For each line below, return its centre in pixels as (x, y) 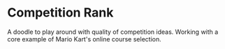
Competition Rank (60, 13)
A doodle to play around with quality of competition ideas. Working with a (113, 32)
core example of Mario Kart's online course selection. (85, 39)
